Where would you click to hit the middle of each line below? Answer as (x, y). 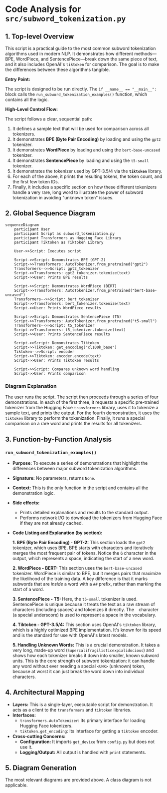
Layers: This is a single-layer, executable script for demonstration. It (83, 704)
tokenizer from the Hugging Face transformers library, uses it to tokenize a (82, 408)
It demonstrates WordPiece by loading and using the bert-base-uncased (86, 150)
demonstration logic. (33, 493)
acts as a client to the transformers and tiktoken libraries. (72, 710)
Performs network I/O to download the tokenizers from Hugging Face (91, 518)
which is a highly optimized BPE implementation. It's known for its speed (87, 630)
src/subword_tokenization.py (66, 19)
